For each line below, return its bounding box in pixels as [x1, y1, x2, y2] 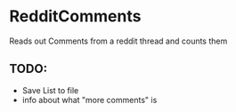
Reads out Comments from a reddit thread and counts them [9, 36, 228, 46]
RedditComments [9, 6, 142, 27]
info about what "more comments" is [21, 94, 158, 105]
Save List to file [21, 84, 79, 95]
